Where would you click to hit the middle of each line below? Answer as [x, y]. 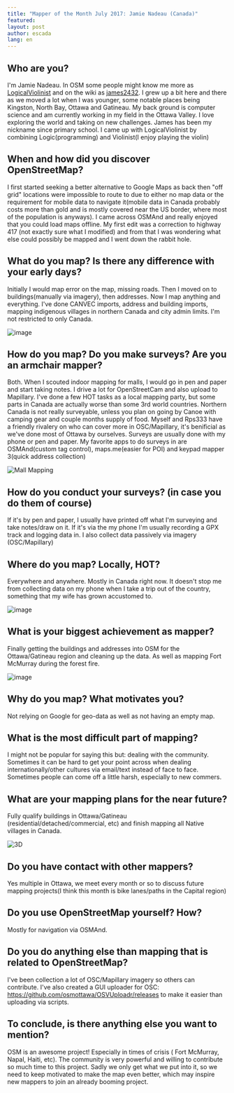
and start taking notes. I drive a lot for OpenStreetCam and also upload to [112, 390]
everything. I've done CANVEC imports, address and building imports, [108, 304]
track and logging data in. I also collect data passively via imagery [102, 535]
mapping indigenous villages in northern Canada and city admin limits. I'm [114, 311]
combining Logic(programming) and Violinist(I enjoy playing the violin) [108, 137]
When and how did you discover [79, 159]
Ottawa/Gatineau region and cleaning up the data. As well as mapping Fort [115, 656]
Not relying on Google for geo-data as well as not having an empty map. [111, 716]
